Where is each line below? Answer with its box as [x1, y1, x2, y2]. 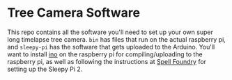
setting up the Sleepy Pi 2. [7, 65, 83, 73]
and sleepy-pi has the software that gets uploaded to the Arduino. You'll [7, 42, 215, 51]
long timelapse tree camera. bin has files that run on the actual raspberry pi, [7, 35, 226, 43]
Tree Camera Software [7, 5, 141, 21]
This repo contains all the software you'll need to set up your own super [7, 28, 214, 36]
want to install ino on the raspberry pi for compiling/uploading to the [7, 50, 203, 58]
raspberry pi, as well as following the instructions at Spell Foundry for [7, 57, 207, 65]
